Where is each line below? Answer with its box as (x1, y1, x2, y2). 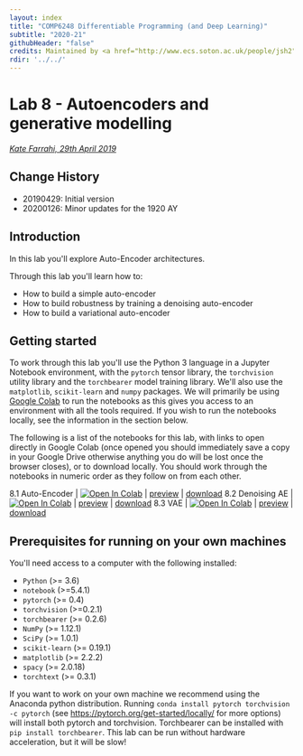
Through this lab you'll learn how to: (9, 270, 143, 281)
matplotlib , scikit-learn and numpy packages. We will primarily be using (9, 386, 280, 397)
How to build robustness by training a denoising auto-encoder (22, 297, 254, 308)
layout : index (9, 13, 63, 23)
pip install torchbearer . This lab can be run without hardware (9, 727, 246, 738)
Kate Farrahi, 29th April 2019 (9, 143, 117, 154)
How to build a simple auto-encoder (22, 288, 156, 299)
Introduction (9, 229, 81, 245)
